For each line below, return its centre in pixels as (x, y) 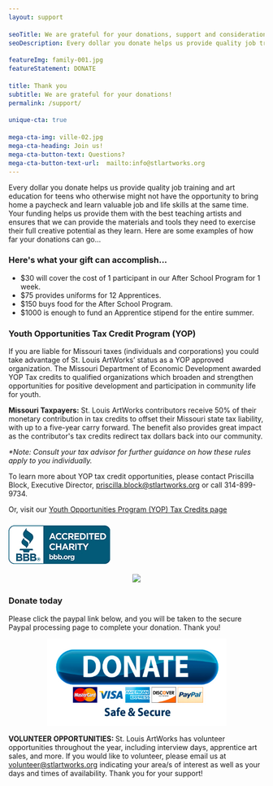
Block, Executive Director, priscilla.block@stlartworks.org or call (115, 485)
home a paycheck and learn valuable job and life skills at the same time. (129, 204)
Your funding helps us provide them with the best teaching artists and (125, 213)
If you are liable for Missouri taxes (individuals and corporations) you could (134, 352)
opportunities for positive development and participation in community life (132, 386)
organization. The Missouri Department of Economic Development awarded (135, 369)
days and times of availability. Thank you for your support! (106, 773)
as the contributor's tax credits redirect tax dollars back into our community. (136, 436)
